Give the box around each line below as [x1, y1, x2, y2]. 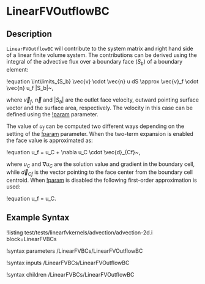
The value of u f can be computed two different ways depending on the [6, 122, 185, 131]
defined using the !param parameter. [6, 110, 99, 118]
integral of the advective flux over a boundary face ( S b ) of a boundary [6, 58, 183, 67]
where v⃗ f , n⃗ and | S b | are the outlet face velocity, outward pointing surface [6, 96, 199, 105]
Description [6, 29, 52, 39]
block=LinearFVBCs [6, 235, 57, 242]
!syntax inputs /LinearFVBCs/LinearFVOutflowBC [6, 259, 130, 266]
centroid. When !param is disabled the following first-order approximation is [6, 176, 198, 184]
